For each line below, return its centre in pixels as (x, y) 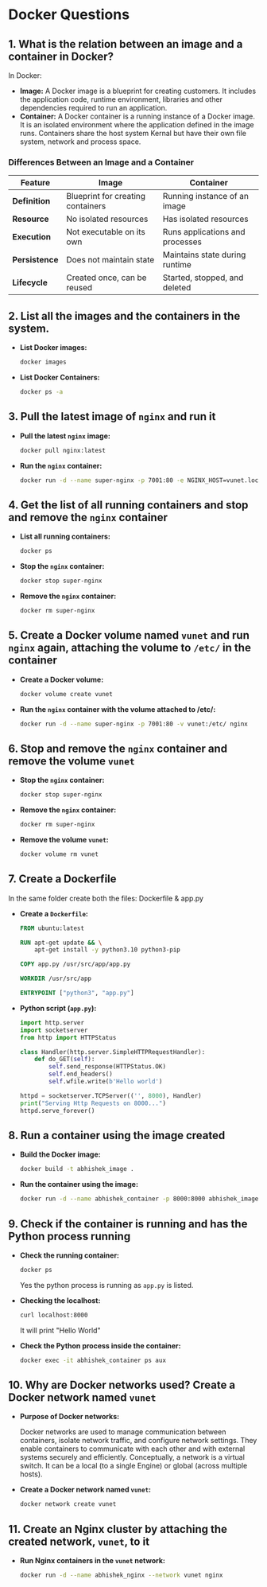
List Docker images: (53, 348)
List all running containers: (65, 537)
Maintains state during (204, 255)
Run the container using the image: (79, 1184)
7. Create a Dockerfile (62, 879)
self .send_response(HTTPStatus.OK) (108, 1067)
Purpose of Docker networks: (70, 1417)
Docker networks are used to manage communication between (123, 1432)
